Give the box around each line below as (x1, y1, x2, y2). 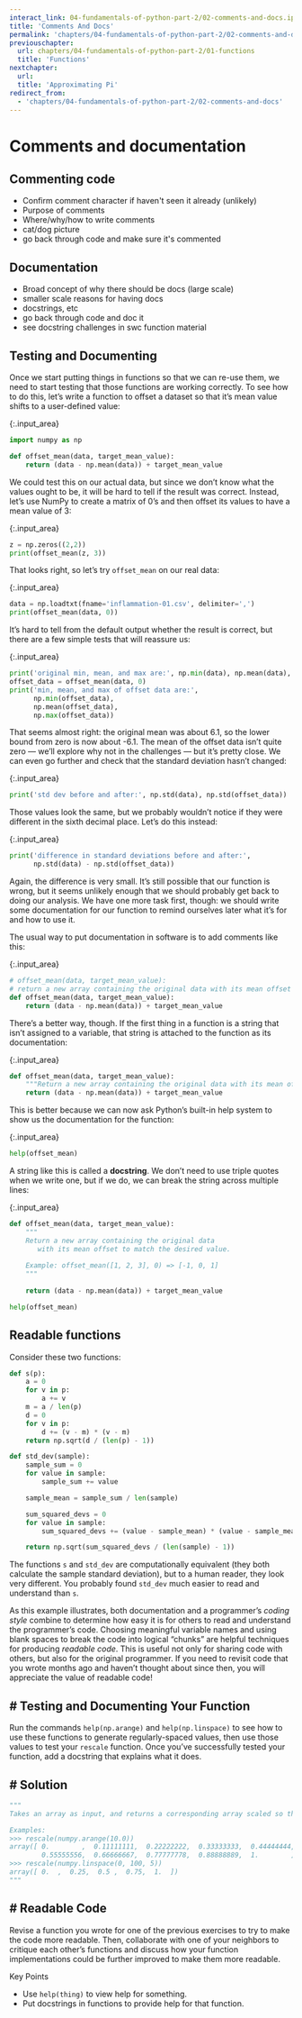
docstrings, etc (22, 303, 79, 314)
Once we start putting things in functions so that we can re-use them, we (9, 372, 280, 383)
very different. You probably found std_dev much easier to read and (9, 1578, 260, 1589)
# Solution (9, 1777, 68, 1793)
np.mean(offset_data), (32, 702, 119, 712)
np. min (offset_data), (32, 694, 115, 703)
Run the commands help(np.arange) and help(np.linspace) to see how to (9, 1723, 283, 1733)
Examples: (9, 1825, 47, 1834)
